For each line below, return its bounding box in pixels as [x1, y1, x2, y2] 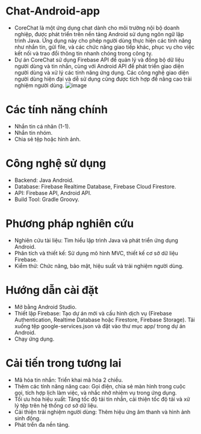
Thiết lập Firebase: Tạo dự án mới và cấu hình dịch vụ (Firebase [14, 309, 172, 317]
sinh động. [14, 414, 41, 422]
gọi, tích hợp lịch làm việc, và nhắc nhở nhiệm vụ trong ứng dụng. [14, 389, 177, 396]
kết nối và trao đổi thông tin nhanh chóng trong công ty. [14, 49, 153, 57]
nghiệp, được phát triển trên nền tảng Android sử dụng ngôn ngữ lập [14, 30, 184, 37]
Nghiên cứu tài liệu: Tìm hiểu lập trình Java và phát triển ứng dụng [14, 237, 179, 244]
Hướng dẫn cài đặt [5, 283, 99, 297]
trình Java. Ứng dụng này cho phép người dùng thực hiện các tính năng [14, 37, 191, 44]
